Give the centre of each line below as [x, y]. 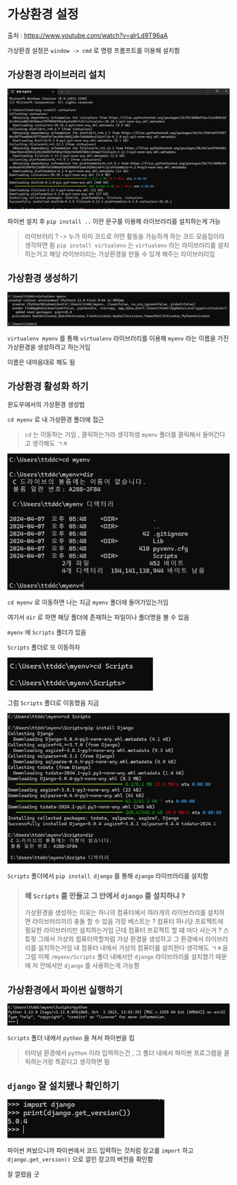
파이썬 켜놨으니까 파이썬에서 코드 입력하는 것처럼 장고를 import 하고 [101, 1150]
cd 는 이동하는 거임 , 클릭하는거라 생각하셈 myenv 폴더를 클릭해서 [113, 434]
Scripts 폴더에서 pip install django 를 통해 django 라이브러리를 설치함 [108, 876]
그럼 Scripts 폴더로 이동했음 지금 [53, 703]
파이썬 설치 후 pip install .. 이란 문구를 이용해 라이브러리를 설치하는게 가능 [114, 221]
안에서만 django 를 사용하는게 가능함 [90, 965]
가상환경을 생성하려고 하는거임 [49, 347]
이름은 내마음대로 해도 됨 [41, 362]
